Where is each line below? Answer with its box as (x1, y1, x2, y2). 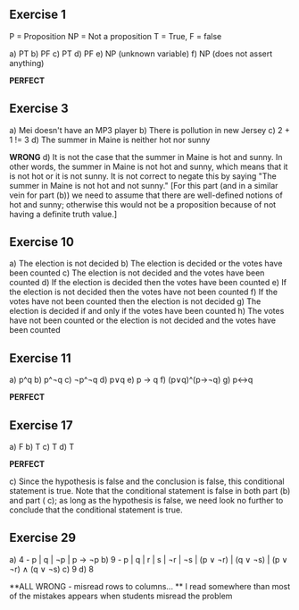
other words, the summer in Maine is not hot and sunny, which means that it (9, 161, 288, 172)
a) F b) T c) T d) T (9, 442, 75, 453)
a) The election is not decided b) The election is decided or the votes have (9, 258, 283, 269)
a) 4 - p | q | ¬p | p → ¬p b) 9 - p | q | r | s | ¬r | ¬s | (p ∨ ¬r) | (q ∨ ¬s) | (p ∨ (9, 554, 288, 564)
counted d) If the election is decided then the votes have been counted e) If (9, 277, 287, 288)
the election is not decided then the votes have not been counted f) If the (9, 286, 278, 298)
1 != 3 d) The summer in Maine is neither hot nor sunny (9, 134, 211, 145)
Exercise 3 (9, 101, 69, 116)
